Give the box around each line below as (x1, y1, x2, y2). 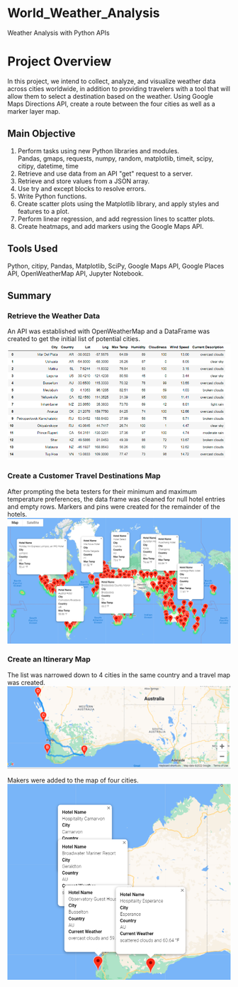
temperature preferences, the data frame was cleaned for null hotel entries (7, 495, 225, 503)
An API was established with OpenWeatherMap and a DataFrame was (7, 327, 210, 335)
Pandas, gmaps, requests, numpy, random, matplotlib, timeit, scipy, (17, 154, 214, 163)
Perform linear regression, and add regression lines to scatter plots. (17, 215, 215, 223)
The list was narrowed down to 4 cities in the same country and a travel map (7, 670, 231, 679)
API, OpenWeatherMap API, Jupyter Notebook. (7, 269, 144, 278)
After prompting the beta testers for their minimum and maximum (7, 487, 197, 495)
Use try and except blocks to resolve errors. (17, 184, 147, 193)
